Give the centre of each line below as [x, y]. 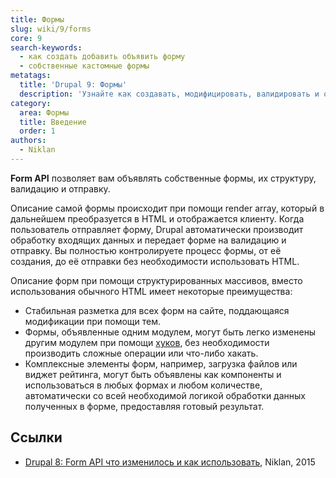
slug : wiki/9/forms [51, 29]
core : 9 [26, 38]
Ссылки [36, 437]
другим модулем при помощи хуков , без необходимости [147, 342]
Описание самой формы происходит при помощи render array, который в [167, 208]
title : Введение [53, 122]
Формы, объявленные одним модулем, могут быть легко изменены [170, 332]
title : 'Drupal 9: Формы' [73, 85]
